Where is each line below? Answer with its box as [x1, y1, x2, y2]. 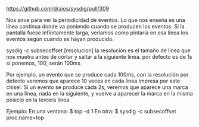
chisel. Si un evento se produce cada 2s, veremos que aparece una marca [6, 84, 188, 91]
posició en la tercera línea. [6, 96, 71, 103]
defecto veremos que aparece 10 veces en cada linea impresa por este [6, 77, 181, 84]
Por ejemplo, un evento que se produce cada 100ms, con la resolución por [6, 71, 189, 78]
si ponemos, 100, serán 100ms [6, 59, 81, 66]
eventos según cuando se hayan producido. [6, 36, 114, 42]
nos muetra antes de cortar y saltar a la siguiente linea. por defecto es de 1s [6, 53, 192, 60]
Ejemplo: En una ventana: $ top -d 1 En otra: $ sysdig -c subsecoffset [6, 108, 176, 115]
